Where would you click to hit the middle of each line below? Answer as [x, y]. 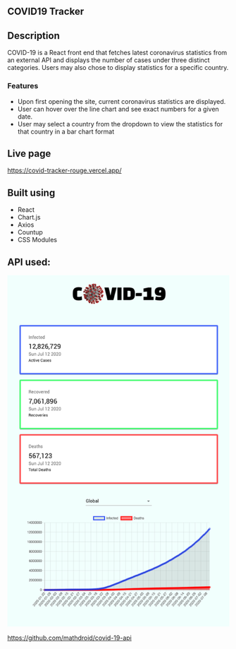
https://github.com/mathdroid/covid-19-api [69, 638]
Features [23, 86]
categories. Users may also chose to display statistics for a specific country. [118, 68]
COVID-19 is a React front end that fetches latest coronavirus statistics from [117, 53]
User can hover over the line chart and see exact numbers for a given [118, 109]
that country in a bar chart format [66, 131]
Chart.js [29, 218]
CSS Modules [37, 240]
